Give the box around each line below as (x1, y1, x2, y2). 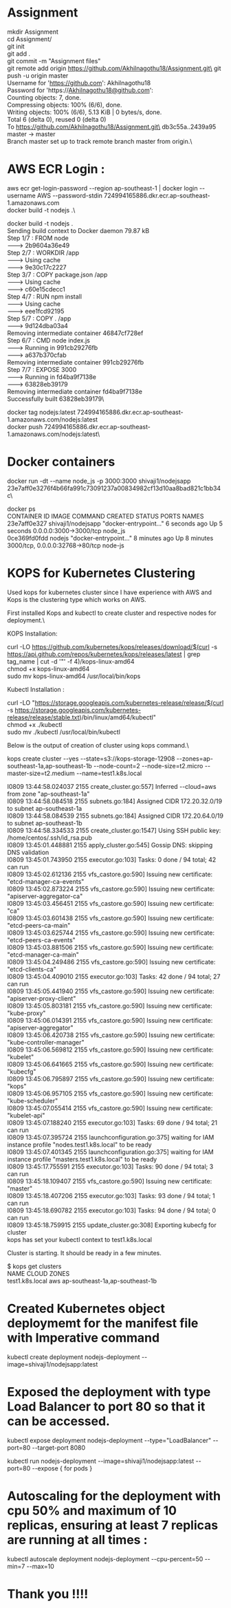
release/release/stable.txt (7, 713, 80, 721)
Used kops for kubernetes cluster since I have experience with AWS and (7, 588, 212, 596)
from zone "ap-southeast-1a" (7, 790, 90, 798)
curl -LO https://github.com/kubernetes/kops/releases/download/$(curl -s (7, 642, 218, 651)
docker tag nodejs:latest (7, 408, 76, 416)
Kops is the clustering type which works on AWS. (7, 595, 146, 603)
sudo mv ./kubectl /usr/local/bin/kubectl (7, 728, 120, 736)
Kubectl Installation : (7, 685, 65, 693)
